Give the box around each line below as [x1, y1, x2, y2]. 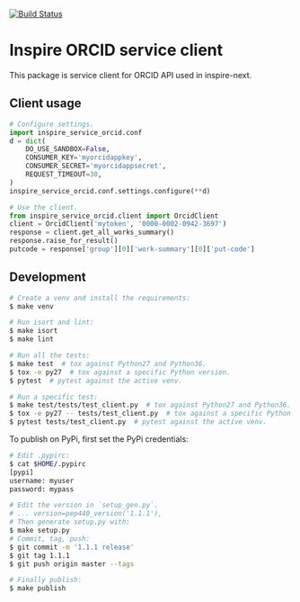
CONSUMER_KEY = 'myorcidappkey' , [25, 153, 143, 162]
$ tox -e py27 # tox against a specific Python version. [9, 367, 231, 377]
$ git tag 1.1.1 [9, 551, 70, 560]
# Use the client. [9, 202, 78, 211]
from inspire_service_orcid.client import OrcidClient [9, 211, 219, 220]
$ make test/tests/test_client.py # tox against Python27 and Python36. [9, 400, 292, 409]
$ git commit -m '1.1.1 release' [9, 543, 135, 552]
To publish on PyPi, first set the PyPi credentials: [9, 434, 189, 445]
